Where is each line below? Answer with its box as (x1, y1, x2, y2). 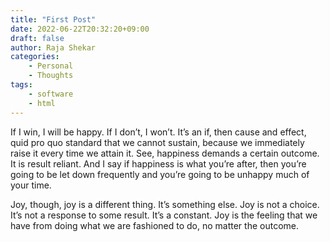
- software (28, 89, 74, 99)
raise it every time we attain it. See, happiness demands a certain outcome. (10, 147, 320, 159)
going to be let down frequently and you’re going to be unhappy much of (10, 168, 310, 180)
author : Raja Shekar (10, 42, 97, 53)
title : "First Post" (10, 14, 97, 25)
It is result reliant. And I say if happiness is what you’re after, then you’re (10, 157, 307, 170)
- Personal (28, 61, 74, 71)
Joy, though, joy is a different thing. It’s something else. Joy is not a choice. (10, 198, 320, 210)
